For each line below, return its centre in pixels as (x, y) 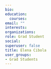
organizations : (20, 32)
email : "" (15, 23)
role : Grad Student (25, 37)
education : (16, 14)
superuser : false (23, 46)
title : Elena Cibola (26, 50)
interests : (16, 28)
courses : (18, 18)
